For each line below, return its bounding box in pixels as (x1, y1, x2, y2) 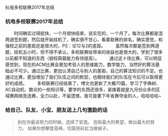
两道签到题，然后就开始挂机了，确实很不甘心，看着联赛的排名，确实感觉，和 (5, 36, 163, 42)
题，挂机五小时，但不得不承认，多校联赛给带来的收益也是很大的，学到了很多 (5, 49, 163, 55)
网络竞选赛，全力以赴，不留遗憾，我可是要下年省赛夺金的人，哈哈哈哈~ (13, 93, 161, 99)
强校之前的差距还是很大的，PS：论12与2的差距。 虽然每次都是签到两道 (5, 43, 159, 49)
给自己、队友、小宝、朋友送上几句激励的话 (5, 106, 108, 113)
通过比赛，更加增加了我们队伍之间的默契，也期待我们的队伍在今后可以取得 (5, 74, 158, 80)
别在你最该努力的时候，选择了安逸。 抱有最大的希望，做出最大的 (17, 119, 150, 125)
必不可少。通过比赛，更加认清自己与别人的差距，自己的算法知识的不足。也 (9, 68, 163, 74)
